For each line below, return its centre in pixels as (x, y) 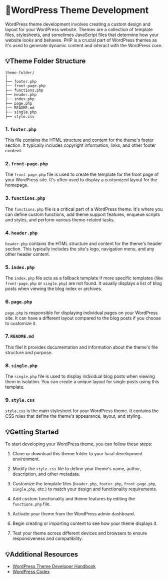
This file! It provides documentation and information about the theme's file (81, 347)
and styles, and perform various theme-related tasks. (60, 219)
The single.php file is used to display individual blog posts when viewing (80, 376)
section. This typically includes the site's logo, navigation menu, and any (80, 249)
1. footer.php (21, 129)
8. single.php (21, 365)
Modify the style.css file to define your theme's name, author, (77, 469)
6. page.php (19, 302)
